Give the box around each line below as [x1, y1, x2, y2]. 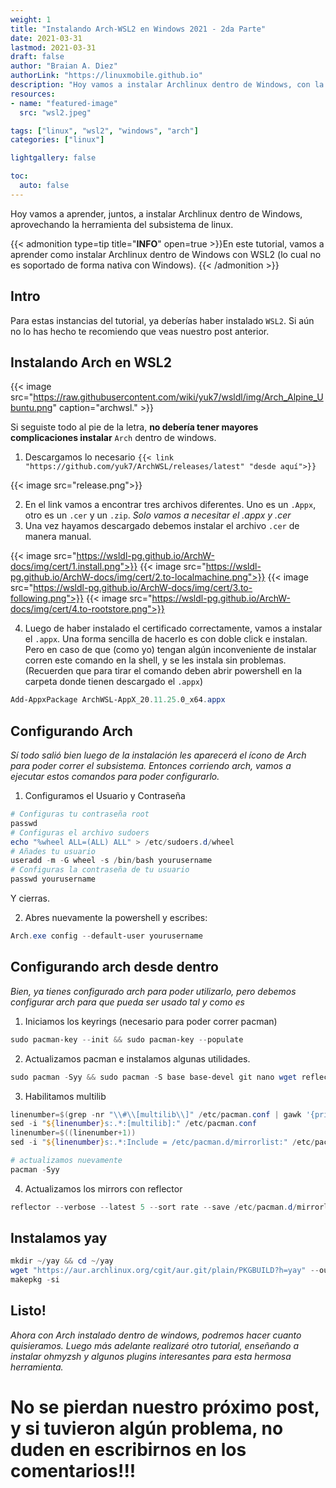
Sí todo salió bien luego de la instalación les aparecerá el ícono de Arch [10, 749, 307, 761]
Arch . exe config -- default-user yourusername [10, 931, 203, 941]
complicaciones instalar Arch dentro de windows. [10, 432, 217, 444]
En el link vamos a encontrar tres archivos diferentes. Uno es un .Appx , [24, 499, 317, 511]
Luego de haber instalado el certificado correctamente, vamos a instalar [24, 622, 323, 635]
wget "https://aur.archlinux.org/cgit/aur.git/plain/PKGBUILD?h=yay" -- [10, 1266, 320, 1276]
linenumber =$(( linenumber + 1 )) [10, 1128, 137, 1138]
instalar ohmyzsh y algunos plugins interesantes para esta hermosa [10, 1350, 292, 1362]
